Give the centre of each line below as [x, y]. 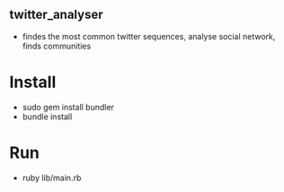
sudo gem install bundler [68, 107]
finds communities [57, 46]
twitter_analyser [56, 15]
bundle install [47, 117]
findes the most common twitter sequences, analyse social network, [149, 36]
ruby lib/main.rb [52, 178]
